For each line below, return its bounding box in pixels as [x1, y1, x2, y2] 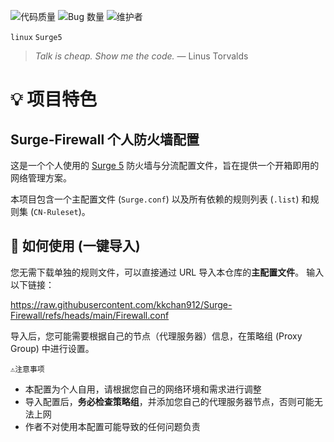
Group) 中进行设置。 [10, 342, 95, 354]
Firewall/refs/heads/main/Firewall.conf [10, 309, 170, 321]
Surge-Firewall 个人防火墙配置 [10, 131, 200, 148]
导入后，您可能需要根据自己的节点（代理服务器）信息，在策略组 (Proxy [10, 330, 303, 342]
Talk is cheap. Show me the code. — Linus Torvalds [34, 50, 249, 62]
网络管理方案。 [10, 172, 72, 184]
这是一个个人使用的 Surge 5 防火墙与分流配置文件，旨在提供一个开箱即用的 [10, 160, 320, 171]
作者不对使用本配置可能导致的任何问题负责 [24, 420, 201, 432]
